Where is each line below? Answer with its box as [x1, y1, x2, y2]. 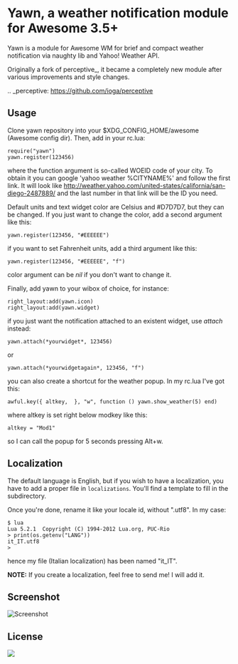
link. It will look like [7, 181, 63, 190]
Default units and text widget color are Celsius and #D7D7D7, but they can [7, 202, 225, 211]
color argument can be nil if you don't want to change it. [7, 270, 172, 279]
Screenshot [7, 591, 60, 603]
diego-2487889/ [7, 189, 55, 197]
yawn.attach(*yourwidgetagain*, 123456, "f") [7, 364, 144, 371]
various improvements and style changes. [7, 73, 130, 81]
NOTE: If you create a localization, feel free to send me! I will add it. [7, 570, 205, 579]
